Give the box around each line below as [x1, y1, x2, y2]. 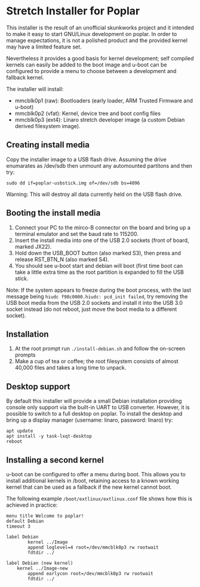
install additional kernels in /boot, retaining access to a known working [6, 477, 179, 484]
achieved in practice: [6, 501, 58, 509]
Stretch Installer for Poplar [6, 4, 140, 18]
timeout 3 [6, 524, 31, 529]
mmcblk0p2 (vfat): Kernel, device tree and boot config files [14, 110, 161, 117]
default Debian [6, 518, 44, 524]
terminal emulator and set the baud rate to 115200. [14, 230, 139, 237]
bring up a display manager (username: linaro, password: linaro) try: [6, 416, 173, 423]
